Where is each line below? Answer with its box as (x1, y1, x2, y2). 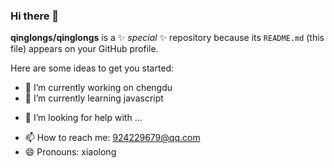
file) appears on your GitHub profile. (10, 43, 159, 55)
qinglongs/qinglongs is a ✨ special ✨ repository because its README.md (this (10, 32, 325, 44)
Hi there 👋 (10, 9, 60, 23)
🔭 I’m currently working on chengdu (24, 82, 173, 94)
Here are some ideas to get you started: (10, 62, 175, 74)
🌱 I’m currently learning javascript (24, 92, 164, 104)
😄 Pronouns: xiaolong (24, 146, 117, 158)
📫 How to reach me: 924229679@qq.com (24, 132, 201, 144)
